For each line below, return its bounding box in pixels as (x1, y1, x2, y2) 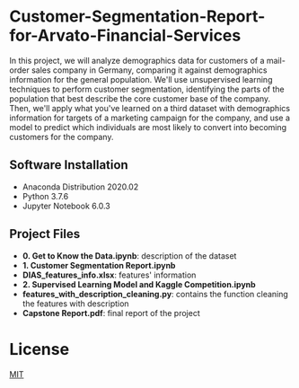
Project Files (9, 226, 81, 242)
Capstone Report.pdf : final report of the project (22, 307, 200, 318)
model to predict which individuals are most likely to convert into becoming (9, 121, 287, 132)
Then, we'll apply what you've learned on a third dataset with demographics (9, 102, 290, 113)
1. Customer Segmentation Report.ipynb (22, 260, 176, 270)
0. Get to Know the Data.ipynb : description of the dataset (22, 250, 237, 261)
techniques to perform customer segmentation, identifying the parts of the (9, 84, 285, 94)
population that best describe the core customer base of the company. (9, 93, 271, 104)
